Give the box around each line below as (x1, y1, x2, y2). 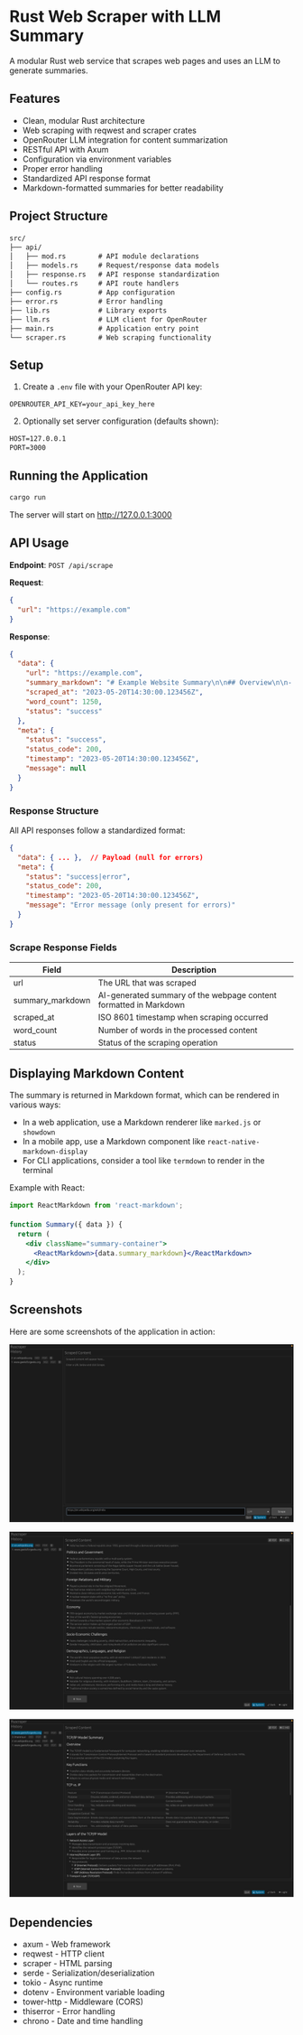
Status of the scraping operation (97, 1037, 218, 1048)
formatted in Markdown (97, 1000, 186, 1011)
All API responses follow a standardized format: (9, 825, 186, 835)
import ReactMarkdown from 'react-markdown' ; (9, 1201, 183, 1210)
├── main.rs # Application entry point (9, 323, 200, 333)
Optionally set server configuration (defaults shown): (22, 415, 219, 426)
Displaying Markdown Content (9, 1066, 185, 1081)
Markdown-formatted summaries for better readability (22, 182, 224, 193)
